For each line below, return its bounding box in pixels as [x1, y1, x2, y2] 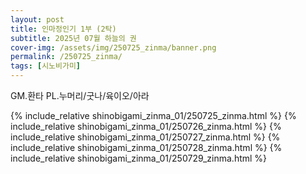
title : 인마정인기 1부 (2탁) [10, 24, 117, 34]
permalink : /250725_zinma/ [10, 52, 123, 62]
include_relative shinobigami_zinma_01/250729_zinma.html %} [10, 152, 268, 164]
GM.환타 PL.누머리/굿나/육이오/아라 [10, 90, 150, 101]
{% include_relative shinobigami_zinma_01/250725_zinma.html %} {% [10, 110, 297, 121]
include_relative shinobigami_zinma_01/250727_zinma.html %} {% [10, 131, 281, 143]
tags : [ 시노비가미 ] [10, 61, 82, 71]
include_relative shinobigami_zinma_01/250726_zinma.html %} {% [10, 121, 282, 132]
